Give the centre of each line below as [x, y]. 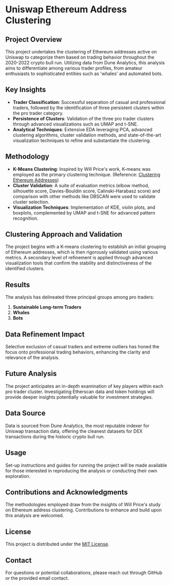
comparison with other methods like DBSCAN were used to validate [84, 196]
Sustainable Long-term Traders [47, 307]
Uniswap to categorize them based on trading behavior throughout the [80, 57]
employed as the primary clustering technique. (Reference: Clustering [87, 174]
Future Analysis [31, 374]
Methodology [27, 157]
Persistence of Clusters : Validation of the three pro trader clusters [83, 118]
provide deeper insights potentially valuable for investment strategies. [79, 397]
